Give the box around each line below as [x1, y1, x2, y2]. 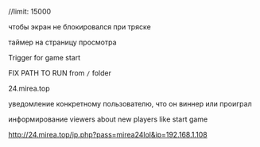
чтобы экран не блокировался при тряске [8, 22, 151, 31]
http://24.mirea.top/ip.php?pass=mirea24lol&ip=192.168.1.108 [8, 130, 208, 139]
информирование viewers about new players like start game [8, 114, 208, 124]
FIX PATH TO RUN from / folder [8, 68, 111, 78]
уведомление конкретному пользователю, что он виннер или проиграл [8, 99, 252, 108]
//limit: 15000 [8, 7, 52, 16]
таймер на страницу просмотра [8, 37, 117, 47]
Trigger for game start [8, 53, 81, 62]
